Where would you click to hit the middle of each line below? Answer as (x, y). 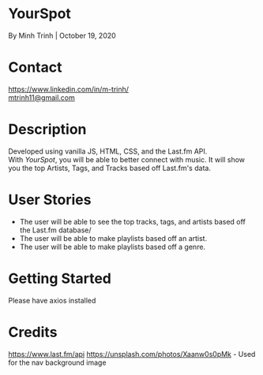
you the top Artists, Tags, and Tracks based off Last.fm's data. (110, 168)
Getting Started (60, 278)
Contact (35, 67)
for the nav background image (57, 362)
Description (47, 130)
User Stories (50, 200)
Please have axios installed (52, 300)
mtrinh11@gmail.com (41, 97)
